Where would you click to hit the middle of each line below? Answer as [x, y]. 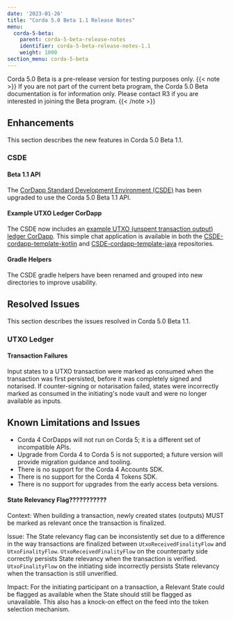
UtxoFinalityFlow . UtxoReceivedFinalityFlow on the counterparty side [108, 551]
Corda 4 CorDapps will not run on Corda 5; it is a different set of [109, 439]
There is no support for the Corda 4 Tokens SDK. [87, 476]
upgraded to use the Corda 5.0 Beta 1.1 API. [69, 197]
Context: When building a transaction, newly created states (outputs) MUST [116, 516]
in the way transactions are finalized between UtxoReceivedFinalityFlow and [117, 544]
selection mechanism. [39, 609]
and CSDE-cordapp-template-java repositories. [146, 243]
